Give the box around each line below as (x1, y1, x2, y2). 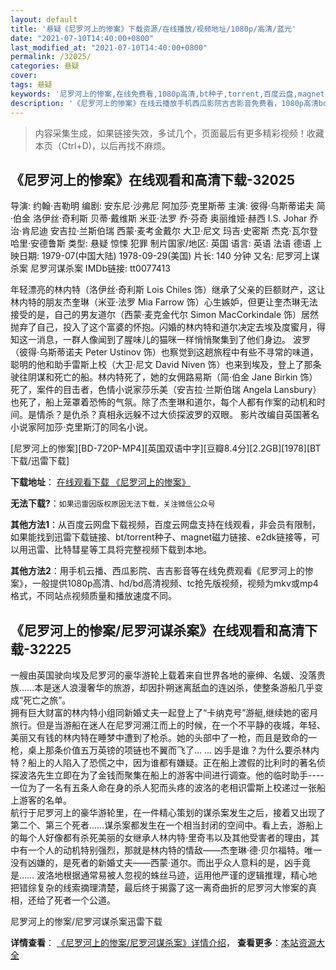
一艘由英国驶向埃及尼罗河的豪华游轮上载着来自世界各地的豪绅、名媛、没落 (10, 669, 317, 681)
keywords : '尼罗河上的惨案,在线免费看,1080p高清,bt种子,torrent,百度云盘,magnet (10, 89, 325, 99)
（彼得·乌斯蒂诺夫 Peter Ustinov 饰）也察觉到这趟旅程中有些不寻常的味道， (10, 346, 319, 358)
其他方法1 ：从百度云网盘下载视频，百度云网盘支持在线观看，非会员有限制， (10, 519, 322, 531)
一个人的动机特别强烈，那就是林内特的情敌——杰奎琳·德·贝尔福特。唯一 (27, 844, 323, 856)
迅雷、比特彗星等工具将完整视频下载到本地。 (27, 544, 212, 556)
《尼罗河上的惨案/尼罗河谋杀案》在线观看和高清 (10, 622, 305, 639)
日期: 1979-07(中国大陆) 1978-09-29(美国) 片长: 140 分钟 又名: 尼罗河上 (18, 250, 312, 262)
